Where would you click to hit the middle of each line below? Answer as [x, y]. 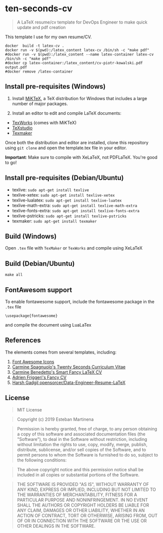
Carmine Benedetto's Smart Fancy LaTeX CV [57, 372]
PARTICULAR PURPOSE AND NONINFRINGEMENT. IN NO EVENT [82, 500]
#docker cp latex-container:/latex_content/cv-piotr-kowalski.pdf [74, 63]
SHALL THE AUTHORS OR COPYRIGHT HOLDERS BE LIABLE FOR [83, 505]
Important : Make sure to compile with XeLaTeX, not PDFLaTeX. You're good [81, 157]
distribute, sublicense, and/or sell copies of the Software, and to [81, 450]
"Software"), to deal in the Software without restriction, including [82, 439]
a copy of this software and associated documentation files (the [81, 434]
